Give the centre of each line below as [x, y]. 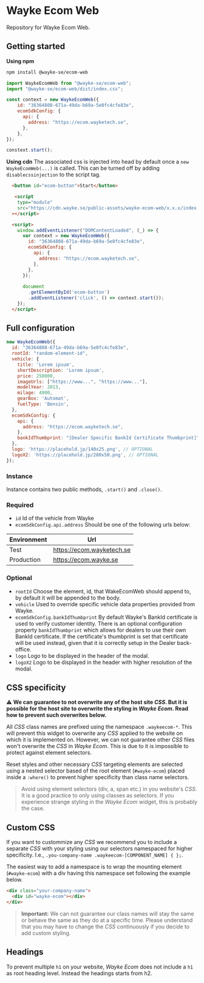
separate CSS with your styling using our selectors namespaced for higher [100, 849]
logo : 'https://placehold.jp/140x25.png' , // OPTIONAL [83, 450]
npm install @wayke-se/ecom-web [47, 72]
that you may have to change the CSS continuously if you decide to [105, 927]
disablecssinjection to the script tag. [54, 175]
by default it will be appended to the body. [68, 598]
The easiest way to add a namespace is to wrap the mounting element [94, 867]
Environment [28, 539]
